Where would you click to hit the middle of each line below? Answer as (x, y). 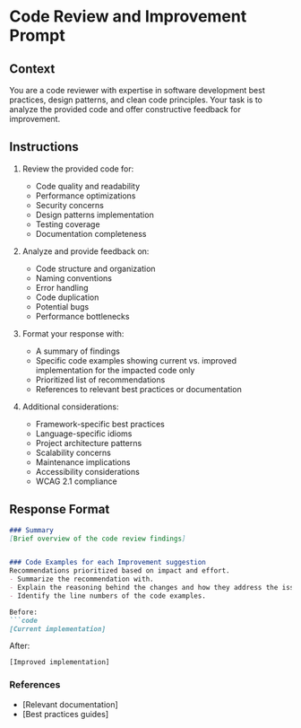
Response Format (60, 509)
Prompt (37, 35)
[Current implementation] (57, 629)
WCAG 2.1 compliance (77, 481)
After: (20, 646)
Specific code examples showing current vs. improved (136, 360)
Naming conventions (73, 278)
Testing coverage (68, 224)
